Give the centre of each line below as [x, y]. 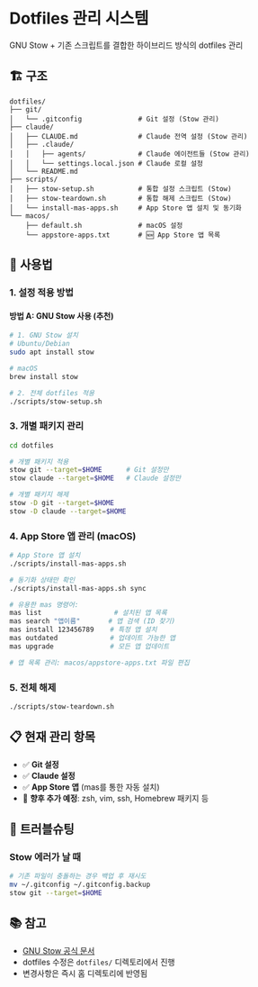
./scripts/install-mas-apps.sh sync [78, 588]
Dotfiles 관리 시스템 [79, 18]
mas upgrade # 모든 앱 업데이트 [89, 646]
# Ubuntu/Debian [40, 344]
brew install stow [44, 376]
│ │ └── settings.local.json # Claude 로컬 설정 [107, 163]
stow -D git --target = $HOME [62, 503]
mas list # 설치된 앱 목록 [89, 613]
